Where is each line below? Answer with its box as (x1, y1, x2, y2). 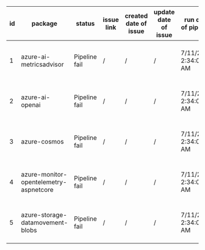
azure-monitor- (21, 171, 68, 178)
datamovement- (21, 218, 68, 227)
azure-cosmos (21, 138, 64, 145)
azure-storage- (21, 211, 67, 219)
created (124, 12, 148, 20)
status (76, 20, 95, 28)
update (153, 8, 175, 16)
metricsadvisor (21, 61, 64, 68)
